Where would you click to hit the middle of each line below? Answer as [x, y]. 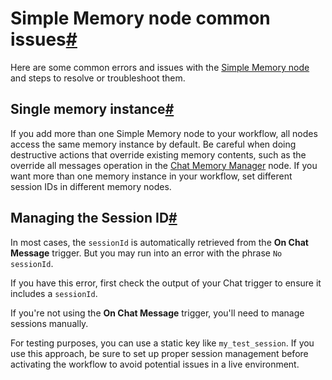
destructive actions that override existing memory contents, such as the [158, 154]
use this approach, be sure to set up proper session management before [159, 353]
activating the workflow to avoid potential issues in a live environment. [155, 364]
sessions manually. [49, 323]
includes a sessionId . [54, 293]
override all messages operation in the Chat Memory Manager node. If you [164, 165]
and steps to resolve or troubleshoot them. [98, 78]
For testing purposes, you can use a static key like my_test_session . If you [162, 343]
